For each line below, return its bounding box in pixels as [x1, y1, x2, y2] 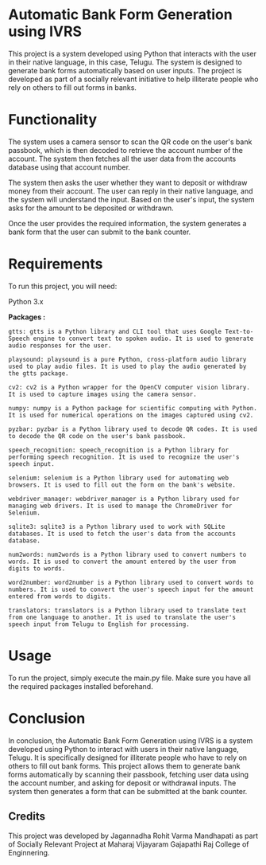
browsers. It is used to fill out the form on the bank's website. [8, 480, 237, 489]
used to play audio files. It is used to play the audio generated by [8, 362, 247, 370]
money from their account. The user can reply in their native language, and [8, 186, 253, 196]
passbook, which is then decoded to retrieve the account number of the [8, 145, 244, 155]
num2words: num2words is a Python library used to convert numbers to [8, 550, 247, 558]
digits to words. [8, 564, 66, 573]
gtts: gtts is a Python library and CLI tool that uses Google [8, 327, 222, 335]
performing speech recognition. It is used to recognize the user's [8, 452, 240, 461]
